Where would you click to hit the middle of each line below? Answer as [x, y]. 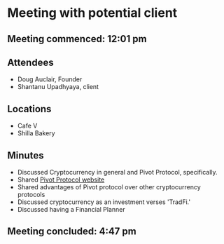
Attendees [30, 62]
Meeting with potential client [92, 13]
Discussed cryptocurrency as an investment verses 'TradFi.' [104, 202]
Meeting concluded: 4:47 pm [72, 232]
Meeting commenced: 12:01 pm [77, 39]
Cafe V [27, 126]
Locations [29, 109]
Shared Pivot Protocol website [61, 179]
